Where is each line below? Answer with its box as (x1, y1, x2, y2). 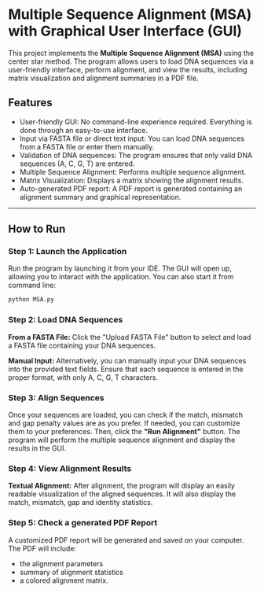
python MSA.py (8, 296, 55, 304)
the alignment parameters (19, 558, 104, 568)
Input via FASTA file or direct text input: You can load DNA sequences (19, 134, 245, 143)
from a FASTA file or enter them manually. (19, 142, 155, 151)
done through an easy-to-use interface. (19, 125, 148, 134)
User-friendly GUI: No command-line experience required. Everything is (19, 116, 253, 127)
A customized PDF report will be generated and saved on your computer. (8, 535, 244, 544)
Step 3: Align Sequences (8, 392, 104, 403)
